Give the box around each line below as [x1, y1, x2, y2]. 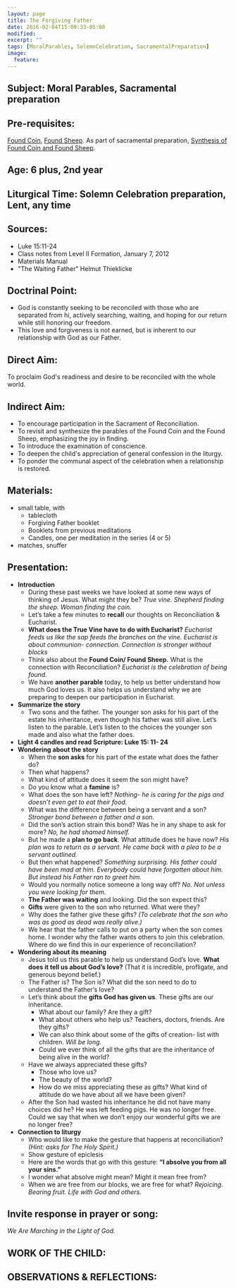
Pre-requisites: [7, 117, 75, 129]
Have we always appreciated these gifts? [27, 1060, 147, 1069]
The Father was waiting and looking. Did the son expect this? [27, 895, 208, 903]
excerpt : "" [7, 37, 42, 44]
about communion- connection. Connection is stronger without [27, 640, 211, 649]
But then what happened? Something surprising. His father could [27, 857, 217, 866]
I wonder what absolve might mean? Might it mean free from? [27, 1172, 206, 1181]
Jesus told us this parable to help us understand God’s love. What [27, 955, 220, 963]
